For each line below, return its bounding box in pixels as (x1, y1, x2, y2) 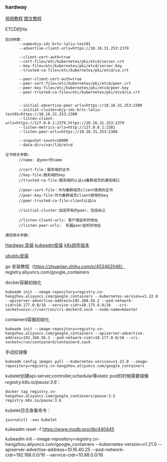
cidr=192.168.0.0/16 (5, 452, 46, 458)
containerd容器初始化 (5, 317, 50, 323)
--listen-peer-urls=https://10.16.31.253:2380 (18, 129, 118, 134)
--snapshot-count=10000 (18, 138, 69, 143)
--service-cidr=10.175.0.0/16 (48, 302, 111, 308)
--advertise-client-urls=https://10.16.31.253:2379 (18, 46, 129, 51)
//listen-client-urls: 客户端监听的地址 (18, 218, 98, 223)
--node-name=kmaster (95, 307, 138, 312)
